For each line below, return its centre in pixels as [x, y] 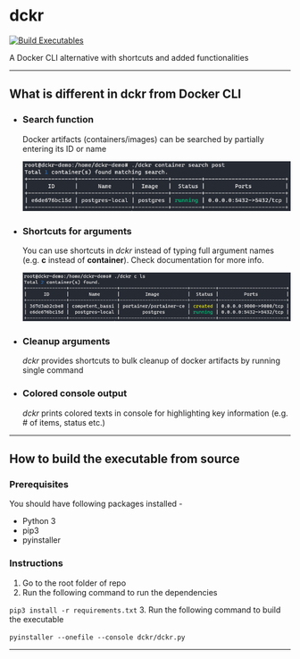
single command [53, 370]
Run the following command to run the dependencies [120, 592]
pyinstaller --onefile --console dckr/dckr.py [97, 637]
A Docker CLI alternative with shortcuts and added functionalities [129, 57]
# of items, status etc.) [63, 422]
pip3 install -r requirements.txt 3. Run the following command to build [145, 610]
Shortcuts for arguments [77, 231]
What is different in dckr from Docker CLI [125, 94]
